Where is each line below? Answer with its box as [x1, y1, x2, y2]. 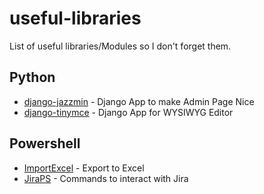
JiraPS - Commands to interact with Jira [23, 172, 189, 184]
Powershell [9, 135, 81, 152]
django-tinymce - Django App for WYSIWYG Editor [23, 106, 234, 118]
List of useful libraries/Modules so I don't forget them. [9, 40, 232, 52]
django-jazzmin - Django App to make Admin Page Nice [23, 95, 255, 107]
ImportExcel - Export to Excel [23, 162, 145, 174]
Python [9, 69, 56, 86]
